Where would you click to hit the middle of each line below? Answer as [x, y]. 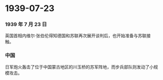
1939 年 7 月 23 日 [26, 25]
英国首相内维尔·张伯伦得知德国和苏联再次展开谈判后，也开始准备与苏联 [76, 36]
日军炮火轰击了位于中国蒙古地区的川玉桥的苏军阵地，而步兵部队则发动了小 [79, 67]
